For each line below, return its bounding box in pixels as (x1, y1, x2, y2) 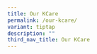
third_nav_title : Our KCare (7, 36, 91, 43)
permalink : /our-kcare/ (7, 17, 78, 24)
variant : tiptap (7, 23, 55, 30)
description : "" (7, 29, 55, 37)
